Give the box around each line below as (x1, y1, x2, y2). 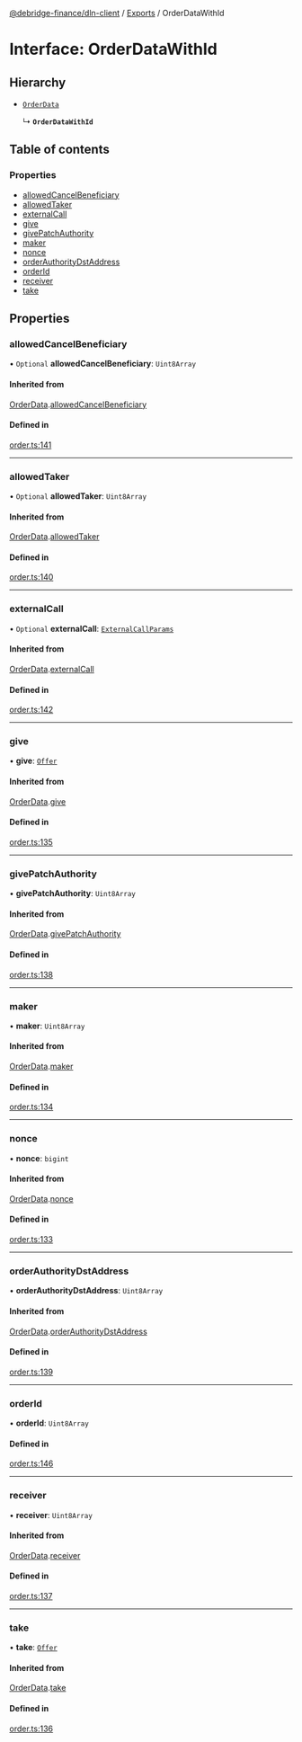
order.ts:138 (9, 969, 54, 980)
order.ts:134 (9, 1101, 54, 1113)
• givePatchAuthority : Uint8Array (9, 888, 137, 899)
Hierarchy (9, 75, 67, 90)
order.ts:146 (9, 1458, 54, 1469)
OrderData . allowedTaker (9, 531, 100, 542)
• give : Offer (9, 755, 58, 767)
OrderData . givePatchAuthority (9, 929, 121, 939)
